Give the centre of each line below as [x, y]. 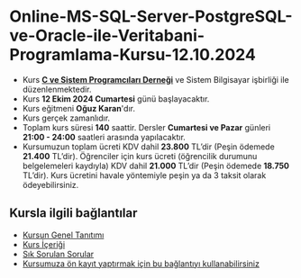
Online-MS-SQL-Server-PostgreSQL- [151, 17]
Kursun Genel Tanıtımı [63, 235]
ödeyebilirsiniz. [50, 184]
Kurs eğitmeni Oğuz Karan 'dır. [78, 108]
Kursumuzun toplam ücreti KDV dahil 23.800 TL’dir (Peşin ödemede [148, 147]
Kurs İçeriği [44, 244]
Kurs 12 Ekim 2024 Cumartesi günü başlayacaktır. [116, 99]
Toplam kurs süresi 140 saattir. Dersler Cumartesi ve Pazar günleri [146, 127]
